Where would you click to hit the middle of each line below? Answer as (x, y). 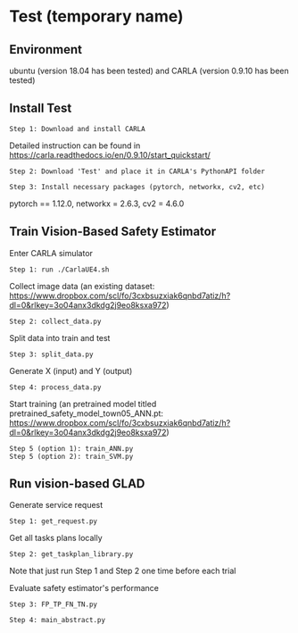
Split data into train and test (60, 337)
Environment (46, 50)
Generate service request (56, 505)
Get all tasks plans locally (56, 538)
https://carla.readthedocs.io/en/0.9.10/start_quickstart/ (110, 154)
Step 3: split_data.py (51, 354)
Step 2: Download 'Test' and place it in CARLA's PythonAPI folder (137, 171)
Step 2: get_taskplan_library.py (71, 554)
